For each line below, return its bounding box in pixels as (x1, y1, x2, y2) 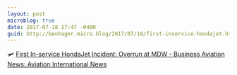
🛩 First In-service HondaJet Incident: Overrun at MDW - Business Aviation (7, 50, 225, 59)
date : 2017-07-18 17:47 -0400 (7, 23, 97, 30)
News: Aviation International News (7, 60, 107, 69)
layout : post (7, 10, 46, 18)
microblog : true (7, 17, 55, 24)
